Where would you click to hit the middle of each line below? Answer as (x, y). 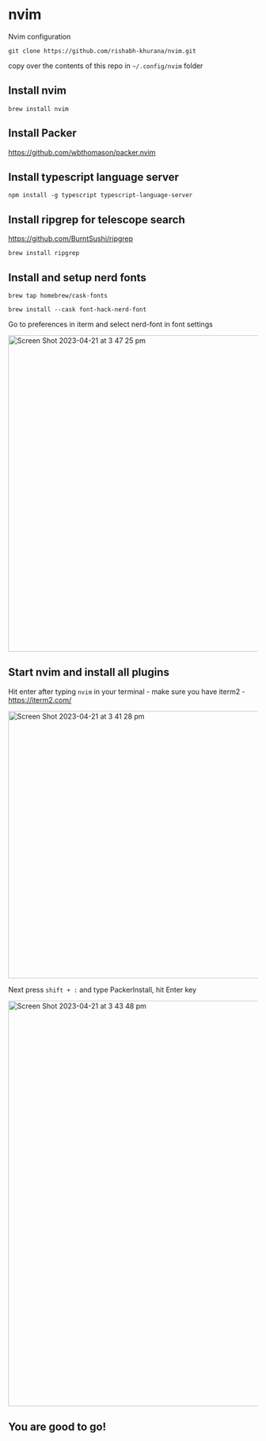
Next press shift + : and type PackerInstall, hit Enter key (103, 989)
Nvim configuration (40, 36)
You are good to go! (57, 1427)
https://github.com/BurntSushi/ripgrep (70, 238)
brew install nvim (38, 109)
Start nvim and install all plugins (89, 672)
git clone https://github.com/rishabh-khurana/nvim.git (102, 51)
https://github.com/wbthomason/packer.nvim (82, 152)
